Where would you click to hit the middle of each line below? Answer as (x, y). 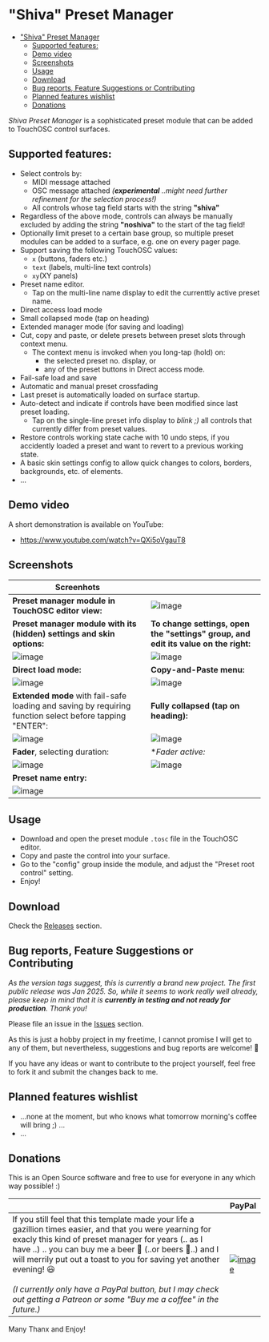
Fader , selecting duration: (61, 752)
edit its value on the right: (201, 644)
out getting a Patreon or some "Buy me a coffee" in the (116, 1300)
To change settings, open (201, 624)
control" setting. (46, 873)
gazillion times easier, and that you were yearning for (112, 1229)
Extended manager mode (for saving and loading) (102, 327)
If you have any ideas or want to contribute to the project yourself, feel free (132, 1063)
